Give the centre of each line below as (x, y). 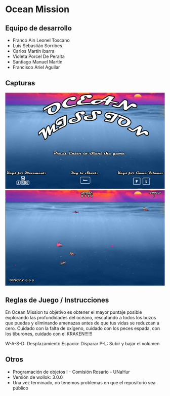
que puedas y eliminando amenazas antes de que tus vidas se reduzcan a (82, 323)
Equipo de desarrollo (39, 28)
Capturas (20, 83)
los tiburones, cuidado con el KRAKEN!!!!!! (49, 334)
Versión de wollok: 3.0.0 (38, 377)
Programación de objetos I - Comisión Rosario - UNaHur (71, 372)
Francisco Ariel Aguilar (36, 67)
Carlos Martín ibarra (33, 51)
